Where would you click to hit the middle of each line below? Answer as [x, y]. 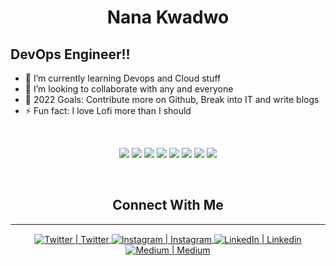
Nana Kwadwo [168, 17]
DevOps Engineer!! [70, 54]
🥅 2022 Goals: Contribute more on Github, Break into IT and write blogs [172, 99]
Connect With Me [168, 205]
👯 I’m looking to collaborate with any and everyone [129, 89]
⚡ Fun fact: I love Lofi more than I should [108, 110]
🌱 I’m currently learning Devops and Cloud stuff [123, 78]
